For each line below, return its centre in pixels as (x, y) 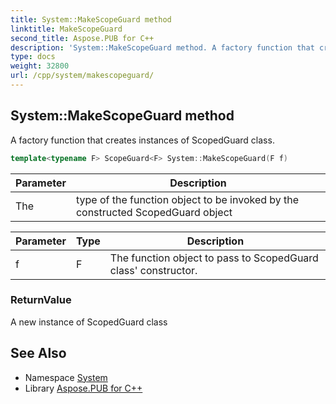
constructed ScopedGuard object (154, 212)
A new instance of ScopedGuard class (89, 322)
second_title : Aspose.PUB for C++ (82, 38)
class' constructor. (153, 270)
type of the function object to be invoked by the (187, 199)
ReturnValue (41, 300)
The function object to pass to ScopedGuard (214, 258)
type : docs (33, 57)
